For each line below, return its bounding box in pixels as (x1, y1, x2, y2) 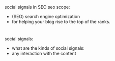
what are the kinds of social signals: (11, 45, 85, 51)
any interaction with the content (11, 51, 77, 57)
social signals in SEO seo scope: (4, 4, 70, 10)
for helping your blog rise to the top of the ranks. (11, 19, 111, 24)
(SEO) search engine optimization (11, 14, 80, 19)
